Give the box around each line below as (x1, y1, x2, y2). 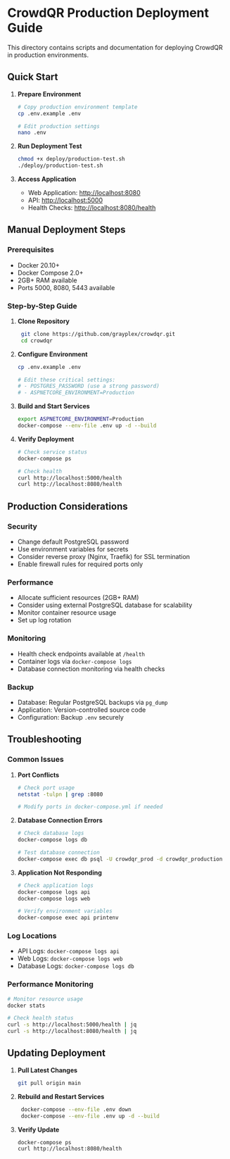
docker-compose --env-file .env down (20, 1105, 132, 1113)
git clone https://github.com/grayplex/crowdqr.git (20, 330, 176, 337)
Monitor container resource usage (17, 608, 117, 617)
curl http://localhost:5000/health (17, 474, 122, 482)
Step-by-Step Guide (7, 301, 77, 311)
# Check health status (7, 1015, 74, 1022)
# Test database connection (17, 849, 100, 856)
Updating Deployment (7, 1047, 106, 1059)
